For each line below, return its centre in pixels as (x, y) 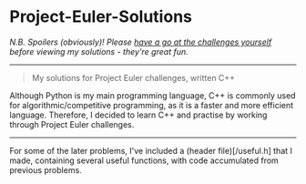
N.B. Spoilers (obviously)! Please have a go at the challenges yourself (141, 42)
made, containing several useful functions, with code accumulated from (144, 160)
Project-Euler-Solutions (101, 17)
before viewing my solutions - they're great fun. (99, 51)
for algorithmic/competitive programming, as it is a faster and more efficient (152, 105)
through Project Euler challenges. (72, 124)
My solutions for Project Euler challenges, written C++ (133, 77)
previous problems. (46, 169)
